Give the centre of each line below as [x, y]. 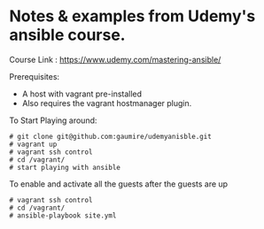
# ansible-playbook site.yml [63, 215]
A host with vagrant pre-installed [82, 94]
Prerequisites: [35, 76]
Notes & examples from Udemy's [132, 16]
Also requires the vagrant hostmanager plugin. [107, 103]
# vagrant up [33, 144]
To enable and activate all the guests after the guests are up [119, 184]
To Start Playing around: [53, 120]
